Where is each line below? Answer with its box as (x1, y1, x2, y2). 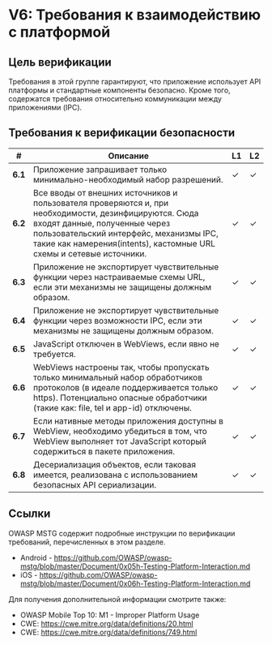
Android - (19, 553, 53, 562)
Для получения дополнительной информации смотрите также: (8, 594, 227, 604)
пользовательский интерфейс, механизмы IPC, (32, 227, 219, 239)
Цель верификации (8, 55, 112, 69)
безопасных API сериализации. (32, 479, 156, 490)
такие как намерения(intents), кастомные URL (32, 238, 216, 249)
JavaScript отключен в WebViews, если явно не (32, 338, 220, 350)
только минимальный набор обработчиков (32, 372, 202, 383)
